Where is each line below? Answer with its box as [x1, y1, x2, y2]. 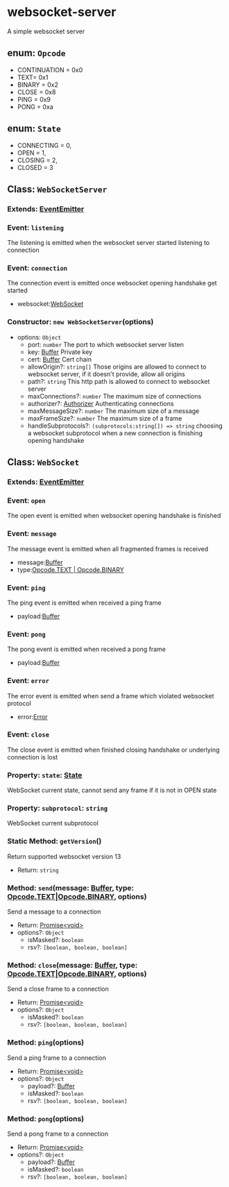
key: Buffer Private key [27, 348, 92, 356]
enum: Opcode [7, 47, 66, 59]
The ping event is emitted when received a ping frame [7, 598, 162, 607]
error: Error [17, 712, 48, 721]
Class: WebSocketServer [7, 183, 108, 195]
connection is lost [7, 752, 58, 761]
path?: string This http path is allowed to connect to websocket [27, 377, 210, 385]
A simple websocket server [7, 27, 85, 35]
